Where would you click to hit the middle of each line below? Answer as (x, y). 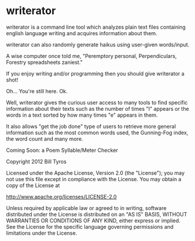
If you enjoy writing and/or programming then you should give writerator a (95, 73)
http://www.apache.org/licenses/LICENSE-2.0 (61, 196)
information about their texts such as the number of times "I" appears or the (97, 108)
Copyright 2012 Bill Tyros (36, 161)
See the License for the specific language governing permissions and (90, 226)
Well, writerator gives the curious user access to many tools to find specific (97, 102)
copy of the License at (33, 185)
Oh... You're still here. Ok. (37, 91)
